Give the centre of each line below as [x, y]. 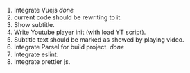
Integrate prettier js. [42, 62]
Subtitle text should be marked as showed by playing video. [99, 40]
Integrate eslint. [36, 54]
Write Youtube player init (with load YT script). [80, 32]
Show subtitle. [34, 25]
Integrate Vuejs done [44, 10]
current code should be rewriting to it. [68, 17]
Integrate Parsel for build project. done [69, 47]
